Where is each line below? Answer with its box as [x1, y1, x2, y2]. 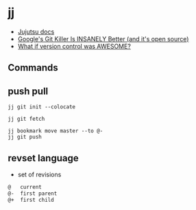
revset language [8, 152, 79, 164]
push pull [8, 85, 49, 97]
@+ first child [8, 196, 54, 203]
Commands [8, 62, 59, 73]
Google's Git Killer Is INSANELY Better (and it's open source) [17, 34, 189, 43]
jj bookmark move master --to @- [8, 128, 103, 135]
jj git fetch [8, 115, 45, 123]
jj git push [8, 134, 42, 141]
